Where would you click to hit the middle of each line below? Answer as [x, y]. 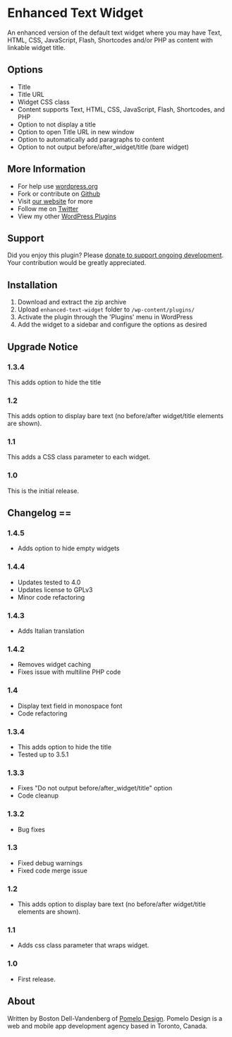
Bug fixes [31, 829]
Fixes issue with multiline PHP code [69, 672]
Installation [32, 285]
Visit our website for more [55, 201]
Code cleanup [38, 795]
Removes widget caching [54, 665]
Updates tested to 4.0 [49, 582]
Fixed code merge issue [53, 870]
